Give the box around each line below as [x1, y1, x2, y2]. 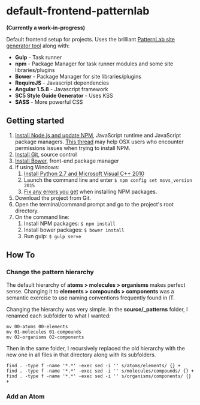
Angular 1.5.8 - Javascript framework [14, 85, 109, 92]
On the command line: [14, 213, 70, 220]
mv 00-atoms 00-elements [6, 324, 68, 330]
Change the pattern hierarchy [6, 268, 94, 277]
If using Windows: [14, 163, 60, 170]
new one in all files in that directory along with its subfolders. [6, 351, 156, 358]
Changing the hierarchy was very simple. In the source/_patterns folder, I [6, 306, 188, 313]
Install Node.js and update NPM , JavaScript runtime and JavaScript [14, 131, 181, 139]
